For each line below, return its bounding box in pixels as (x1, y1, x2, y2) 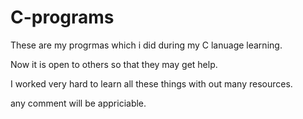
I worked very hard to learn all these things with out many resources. (10, 77, 293, 90)
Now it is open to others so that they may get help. (10, 58, 218, 70)
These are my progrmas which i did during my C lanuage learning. (10, 39, 283, 51)
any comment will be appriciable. (10, 97, 147, 109)
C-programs (10, 6, 115, 29)
